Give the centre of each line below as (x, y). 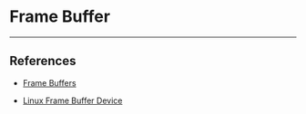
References (43, 61)
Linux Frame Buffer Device (72, 100)
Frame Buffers (49, 82)
